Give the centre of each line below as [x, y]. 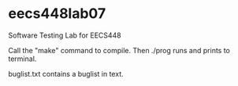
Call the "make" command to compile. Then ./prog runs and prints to [119, 50]
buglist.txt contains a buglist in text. [66, 73]
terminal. [22, 59]
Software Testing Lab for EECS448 [65, 35]
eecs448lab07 [57, 14]
